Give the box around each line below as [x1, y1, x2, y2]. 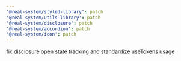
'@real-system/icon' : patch [6, 31, 77, 37]
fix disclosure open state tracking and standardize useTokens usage [6, 48, 175, 55]
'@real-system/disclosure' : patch [6, 20, 93, 26]
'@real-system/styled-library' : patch [6, 8, 103, 15]
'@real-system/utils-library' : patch [6, 14, 101, 21]
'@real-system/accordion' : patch [6, 25, 90, 32]
